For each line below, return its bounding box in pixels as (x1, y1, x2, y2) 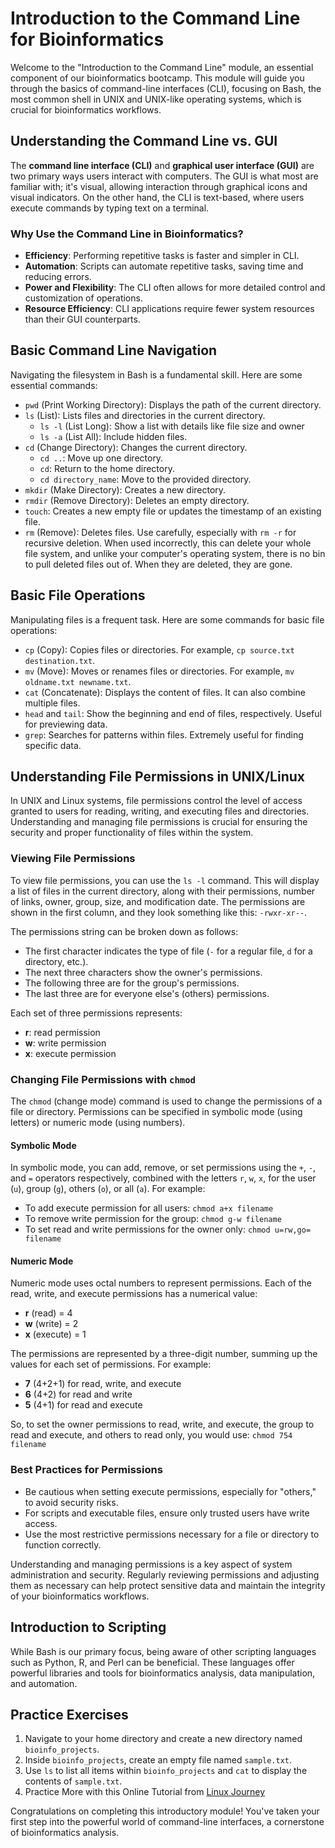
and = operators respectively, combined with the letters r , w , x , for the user (10, 1172, 317, 1184)
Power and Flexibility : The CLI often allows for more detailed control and (24, 282, 326, 294)
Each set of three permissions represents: (10, 1007, 183, 1019)
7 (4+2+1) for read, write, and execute (24, 1378, 182, 1390)
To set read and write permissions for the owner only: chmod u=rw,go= (24, 1223, 312, 1236)
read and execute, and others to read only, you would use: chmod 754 (10, 1429, 293, 1441)
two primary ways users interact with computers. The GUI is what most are (10, 170, 319, 182)
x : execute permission (24, 1047, 117, 1059)
